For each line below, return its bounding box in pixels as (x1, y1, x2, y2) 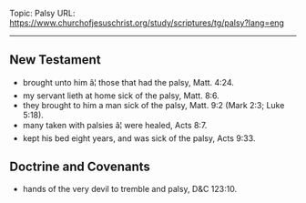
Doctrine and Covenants (9, 159, 150, 175)
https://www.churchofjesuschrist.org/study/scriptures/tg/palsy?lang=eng (9, 17, 285, 28)
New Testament (9, 52, 102, 67)
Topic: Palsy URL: (9, 8, 76, 18)
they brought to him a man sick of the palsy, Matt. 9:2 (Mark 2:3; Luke (22, 99, 285, 110)
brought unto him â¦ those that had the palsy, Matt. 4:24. (22, 76, 235, 87)
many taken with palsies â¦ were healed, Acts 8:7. (22, 119, 208, 130)
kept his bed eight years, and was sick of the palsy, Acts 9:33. (22, 132, 256, 144)
